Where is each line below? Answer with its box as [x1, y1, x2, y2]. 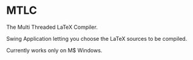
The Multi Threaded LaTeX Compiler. [6, 23, 98, 31]
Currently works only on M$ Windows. [6, 46, 103, 54]
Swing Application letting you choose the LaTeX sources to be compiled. [6, 35, 188, 42]
